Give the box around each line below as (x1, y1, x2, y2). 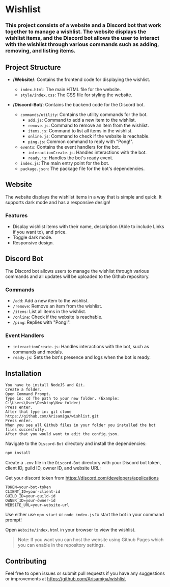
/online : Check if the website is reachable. (12, 314, 103, 320)
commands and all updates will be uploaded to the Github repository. (5, 273, 150, 279)
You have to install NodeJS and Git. (5, 383, 86, 388)
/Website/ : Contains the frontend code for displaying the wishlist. (12, 76, 151, 82)
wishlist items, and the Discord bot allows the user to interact (5, 35, 160, 42)
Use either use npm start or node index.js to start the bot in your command (5, 512, 164, 518)
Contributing (5, 556, 47, 566)
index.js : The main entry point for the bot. (20, 160, 109, 166)
